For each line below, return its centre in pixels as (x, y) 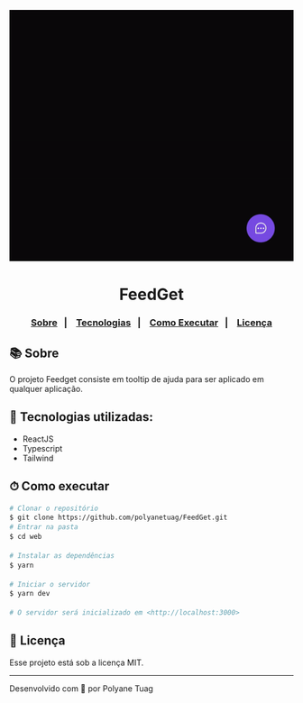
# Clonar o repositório (54, 508)
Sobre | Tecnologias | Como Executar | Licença (151, 323)
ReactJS (38, 439)
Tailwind (38, 458)
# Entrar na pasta (44, 527)
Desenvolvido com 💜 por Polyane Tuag (81, 688)
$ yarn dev (30, 594)
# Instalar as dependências (62, 555)
